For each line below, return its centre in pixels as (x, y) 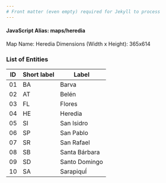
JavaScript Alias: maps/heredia (46, 31)
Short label (39, 75)
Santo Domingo (82, 162)
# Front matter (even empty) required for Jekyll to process (83, 12)
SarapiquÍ (74, 172)
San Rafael (75, 143)
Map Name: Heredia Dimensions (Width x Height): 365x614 (78, 44)
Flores (69, 104)
